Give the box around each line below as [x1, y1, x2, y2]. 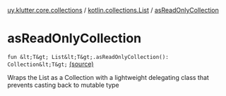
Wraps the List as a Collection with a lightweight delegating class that [7, 73, 210, 81]
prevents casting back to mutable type [7, 81, 119, 89]
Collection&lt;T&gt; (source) [7, 60, 94, 68]
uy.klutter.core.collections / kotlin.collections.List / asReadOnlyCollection [7, 6, 219, 14]
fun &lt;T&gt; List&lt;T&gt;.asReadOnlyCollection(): [7, 53, 169, 60]
